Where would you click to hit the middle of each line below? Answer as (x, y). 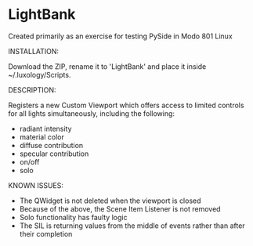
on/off (29, 161)
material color (42, 137)
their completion (46, 233)
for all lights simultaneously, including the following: (91, 113)
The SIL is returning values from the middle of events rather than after (132, 226)
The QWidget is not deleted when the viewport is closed (110, 201)
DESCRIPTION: (32, 90)
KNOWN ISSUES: (36, 185)
